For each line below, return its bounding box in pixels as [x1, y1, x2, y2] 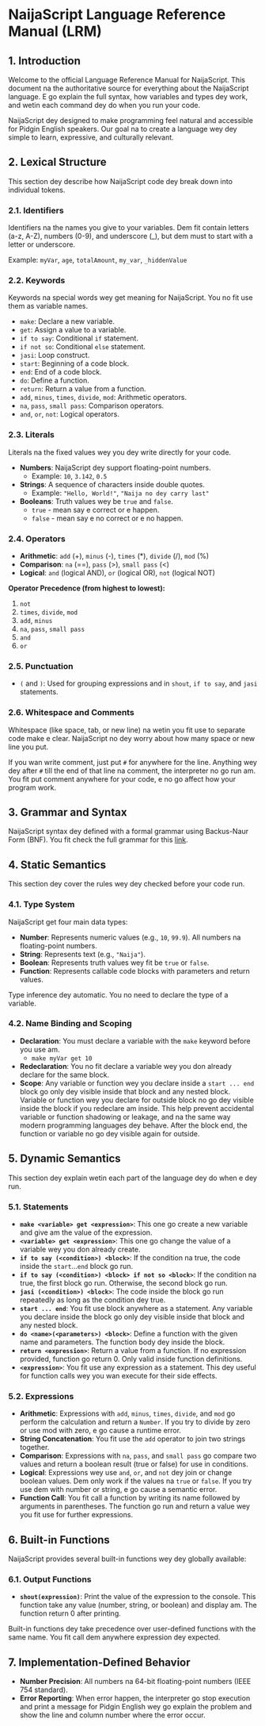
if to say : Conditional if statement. [19, 333, 138, 343]
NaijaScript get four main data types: [8, 917, 128, 926]
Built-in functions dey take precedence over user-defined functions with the [8, 1624, 256, 1634]
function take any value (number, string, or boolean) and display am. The [19, 1601, 257, 1610]
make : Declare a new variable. [19, 317, 115, 326]
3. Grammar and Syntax [8, 805, 127, 819]
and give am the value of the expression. [19, 1228, 153, 1237]
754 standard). [19, 1685, 69, 1695]
